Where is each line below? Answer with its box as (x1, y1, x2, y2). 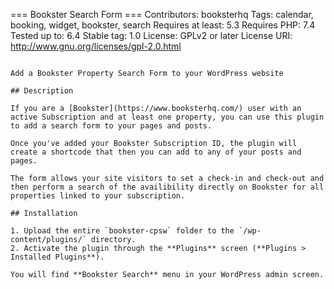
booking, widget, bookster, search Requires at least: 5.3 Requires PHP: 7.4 (10, 19, 316, 31)
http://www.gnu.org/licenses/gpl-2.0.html (10, 40, 182, 52)
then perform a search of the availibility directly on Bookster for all (10, 182, 325, 192)
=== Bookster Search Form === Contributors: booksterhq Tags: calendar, (10, 9, 314, 20)
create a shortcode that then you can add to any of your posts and (10, 147, 302, 157)
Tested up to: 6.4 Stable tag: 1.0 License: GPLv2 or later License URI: (10, 30, 293, 41)
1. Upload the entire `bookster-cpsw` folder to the (10, 226, 235, 236)
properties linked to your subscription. (10, 191, 186, 201)
